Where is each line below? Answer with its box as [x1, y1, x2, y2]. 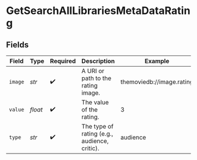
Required [49, 57, 76, 65]
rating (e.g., [81, 130, 113, 138]
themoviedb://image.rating [120, 78, 193, 86]
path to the [81, 74, 111, 82]
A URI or [81, 67, 104, 75]
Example [144, 57, 169, 65]
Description [81, 57, 116, 65]
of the [81, 106, 98, 113]
